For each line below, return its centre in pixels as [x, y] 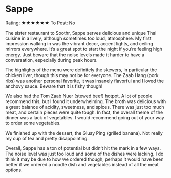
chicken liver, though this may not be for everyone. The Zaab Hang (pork [82, 75]
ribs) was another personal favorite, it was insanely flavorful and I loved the [85, 81]
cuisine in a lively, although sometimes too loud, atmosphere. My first [78, 38]
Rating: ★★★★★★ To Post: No [40, 23]
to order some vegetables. [33, 123]
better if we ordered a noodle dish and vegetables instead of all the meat [82, 164]
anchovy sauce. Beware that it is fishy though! [54, 86]
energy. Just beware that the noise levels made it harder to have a [75, 55]
